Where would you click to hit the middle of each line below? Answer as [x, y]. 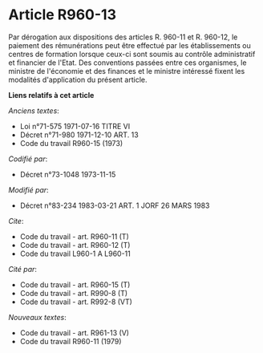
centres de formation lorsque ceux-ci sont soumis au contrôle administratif [132, 54]
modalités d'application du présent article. [78, 79]
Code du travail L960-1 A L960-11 [75, 254]
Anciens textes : [34, 111]
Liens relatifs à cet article [51, 95]
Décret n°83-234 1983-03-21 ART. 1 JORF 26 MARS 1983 [115, 205]
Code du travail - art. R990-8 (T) [74, 293]
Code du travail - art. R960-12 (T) [75, 245]
